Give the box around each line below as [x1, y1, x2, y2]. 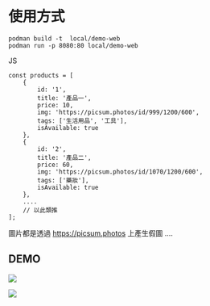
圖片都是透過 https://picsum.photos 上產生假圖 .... [8, 228, 173, 238]
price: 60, [37, 161, 74, 169]
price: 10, [37, 101, 74, 109]
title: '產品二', [37, 153, 92, 161]
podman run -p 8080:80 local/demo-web [8, 41, 138, 49]
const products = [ [8, 71, 74, 79]
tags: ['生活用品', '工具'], [37, 116, 128, 125]
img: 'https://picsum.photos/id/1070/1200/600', [37, 167, 204, 176]
